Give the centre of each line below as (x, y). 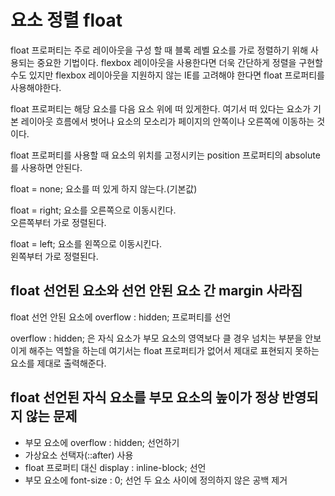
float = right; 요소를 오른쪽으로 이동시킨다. (93, 210)
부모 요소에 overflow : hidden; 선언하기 (102, 442)
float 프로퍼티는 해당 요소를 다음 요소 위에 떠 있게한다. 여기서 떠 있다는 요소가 (161, 108)
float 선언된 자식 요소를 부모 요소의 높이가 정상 (145, 397)
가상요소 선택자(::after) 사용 (79, 455)
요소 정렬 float (66, 20)
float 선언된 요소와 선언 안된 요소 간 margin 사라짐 (156, 291)
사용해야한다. (36, 87)
